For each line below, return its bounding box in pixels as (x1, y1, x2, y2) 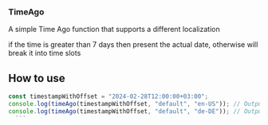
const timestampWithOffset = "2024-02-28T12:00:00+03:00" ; (8, 92, 209, 101)
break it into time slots (8, 49, 81, 58)
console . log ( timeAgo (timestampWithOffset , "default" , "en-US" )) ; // (8, 100, 241, 107)
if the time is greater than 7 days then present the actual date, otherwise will (8, 40, 258, 49)
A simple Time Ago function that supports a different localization (8, 25, 221, 34)
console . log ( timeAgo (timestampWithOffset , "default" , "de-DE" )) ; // (8, 107, 241, 115)
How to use (8, 71, 65, 85)
